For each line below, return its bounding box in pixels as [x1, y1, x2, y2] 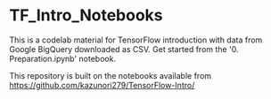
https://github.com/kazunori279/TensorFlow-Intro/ [9, 80, 195, 90]
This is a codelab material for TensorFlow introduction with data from [9, 34, 263, 45]
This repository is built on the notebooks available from [9, 70, 212, 80]
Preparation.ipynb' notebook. [9, 53, 117, 64]
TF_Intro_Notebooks [9, 5, 163, 26]
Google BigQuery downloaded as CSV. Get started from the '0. [9, 43, 239, 54]
